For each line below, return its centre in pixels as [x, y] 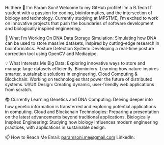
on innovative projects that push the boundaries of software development [79, 23]
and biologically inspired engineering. [43, 29]
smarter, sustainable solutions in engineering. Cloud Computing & [71, 74]
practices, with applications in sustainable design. [55, 127]
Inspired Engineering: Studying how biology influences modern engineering [82, 122]
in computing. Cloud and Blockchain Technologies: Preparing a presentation [82, 112]
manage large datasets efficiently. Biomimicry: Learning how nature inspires [82, 69]
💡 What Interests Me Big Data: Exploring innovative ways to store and [75, 63]
